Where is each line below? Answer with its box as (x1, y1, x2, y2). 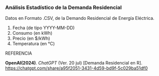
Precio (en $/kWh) (12, 35, 50, 41)
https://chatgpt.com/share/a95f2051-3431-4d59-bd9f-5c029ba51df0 (5, 65, 148, 71)
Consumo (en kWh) (12, 30, 53, 36)
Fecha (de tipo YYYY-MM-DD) (12, 25, 75, 31)
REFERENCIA (5, 50, 32, 56)
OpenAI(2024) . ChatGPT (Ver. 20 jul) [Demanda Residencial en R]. (5, 60, 143, 66)
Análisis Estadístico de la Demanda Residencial (5, 4, 122, 11)
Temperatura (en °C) (12, 41, 55, 47)
